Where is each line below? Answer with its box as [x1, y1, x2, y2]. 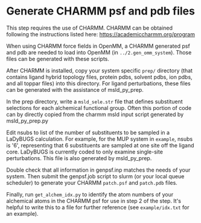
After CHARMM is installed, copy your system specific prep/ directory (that [6, 66, 193, 74]
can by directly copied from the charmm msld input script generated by [6, 111, 184, 118]
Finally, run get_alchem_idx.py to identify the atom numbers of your [6, 190, 174, 198]
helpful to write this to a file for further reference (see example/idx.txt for [6, 204, 190, 211]
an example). [6, 210, 39, 217]
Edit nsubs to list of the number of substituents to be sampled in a [6, 129, 170, 136]
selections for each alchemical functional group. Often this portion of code [6, 104, 192, 111]
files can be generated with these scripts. [6, 55, 110, 62]
